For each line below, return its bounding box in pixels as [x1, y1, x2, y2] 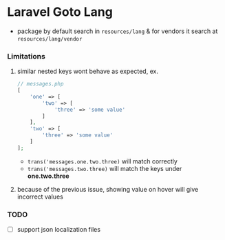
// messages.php [17, 81, 64, 88]
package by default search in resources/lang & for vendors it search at [17, 27, 218, 35]
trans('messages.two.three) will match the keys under [27, 164, 182, 172]
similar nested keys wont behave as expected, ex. [17, 67, 158, 76]
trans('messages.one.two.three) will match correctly [27, 157, 178, 166]
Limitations [7, 51, 46, 61]
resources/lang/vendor [17, 35, 83, 42]
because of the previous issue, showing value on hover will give [17, 185, 199, 193]
